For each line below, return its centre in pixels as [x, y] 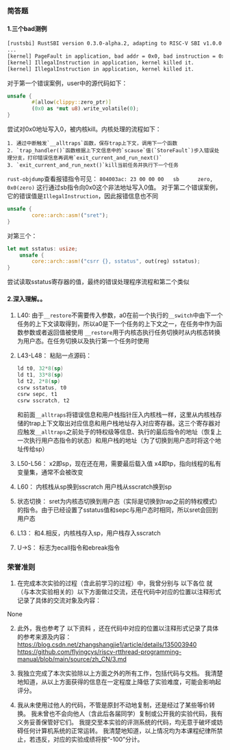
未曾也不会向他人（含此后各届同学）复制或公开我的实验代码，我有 [130, 713]
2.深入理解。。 [27, 298]
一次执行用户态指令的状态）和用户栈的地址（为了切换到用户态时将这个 [116, 440]
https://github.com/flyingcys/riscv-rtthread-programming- [99, 652]
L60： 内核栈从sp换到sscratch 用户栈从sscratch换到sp [94, 487]
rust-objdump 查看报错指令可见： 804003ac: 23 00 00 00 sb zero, [110, 179]
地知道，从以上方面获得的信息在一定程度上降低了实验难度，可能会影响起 [119, 681]
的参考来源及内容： [44, 637]
